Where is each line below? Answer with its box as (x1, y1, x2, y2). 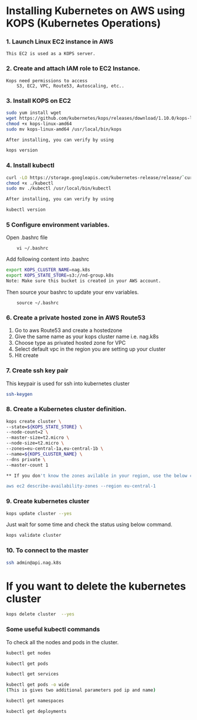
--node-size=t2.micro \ (6, 440, 64, 446)
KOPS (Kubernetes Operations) (6, 16, 161, 30)
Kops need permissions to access (6, 78, 88, 83)
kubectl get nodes (6, 650, 51, 656)
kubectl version (6, 207, 46, 213)
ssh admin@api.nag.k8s (6, 560, 62, 566)
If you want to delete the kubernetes (6, 580, 186, 593)
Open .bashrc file (6, 234, 48, 241)
